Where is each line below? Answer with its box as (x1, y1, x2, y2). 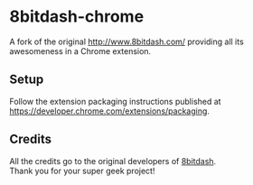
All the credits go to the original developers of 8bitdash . (9, 155, 217, 166)
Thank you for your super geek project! (9, 165, 155, 176)
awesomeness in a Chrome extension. (9, 45, 152, 56)
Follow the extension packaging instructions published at (9, 96, 221, 106)
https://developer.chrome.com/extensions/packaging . (9, 106, 211, 116)
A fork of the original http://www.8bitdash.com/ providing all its (9, 36, 244, 47)
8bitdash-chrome (9, 6, 145, 27)
